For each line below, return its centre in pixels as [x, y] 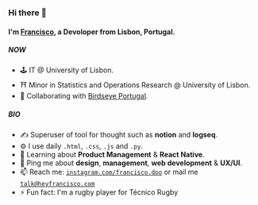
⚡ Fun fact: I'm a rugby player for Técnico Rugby [99, 192]
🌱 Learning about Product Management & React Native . [112, 155]
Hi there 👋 [28, 13]
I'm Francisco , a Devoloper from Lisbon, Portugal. [92, 32]
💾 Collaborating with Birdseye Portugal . [84, 96]
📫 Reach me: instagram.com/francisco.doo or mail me [109, 172]
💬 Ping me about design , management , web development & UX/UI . [131, 163]
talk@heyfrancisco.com [57, 184]
